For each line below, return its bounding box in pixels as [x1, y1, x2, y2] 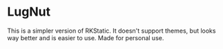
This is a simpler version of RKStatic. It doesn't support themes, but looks [7, 27, 216, 35]
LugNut [7, 4, 50, 20]
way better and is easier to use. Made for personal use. [7, 33, 164, 42]
